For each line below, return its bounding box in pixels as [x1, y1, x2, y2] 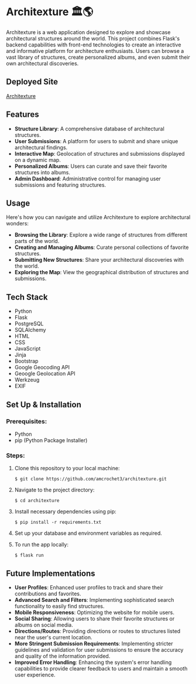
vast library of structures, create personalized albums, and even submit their [6, 53, 190, 60]
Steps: [6, 451, 25, 459]
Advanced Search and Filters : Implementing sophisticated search [14, 596, 174, 603]
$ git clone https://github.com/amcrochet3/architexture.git [14, 476, 167, 482]
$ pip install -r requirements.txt [14, 520, 102, 525]
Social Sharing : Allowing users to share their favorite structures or [14, 615, 175, 622]
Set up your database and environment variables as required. [14, 530, 162, 537]
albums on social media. [14, 621, 73, 628]
